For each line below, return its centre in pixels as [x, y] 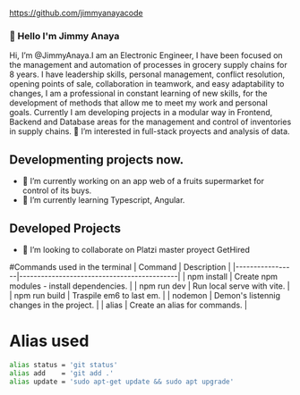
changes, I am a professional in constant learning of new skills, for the [138, 94]
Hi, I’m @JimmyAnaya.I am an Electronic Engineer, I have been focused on [146, 55]
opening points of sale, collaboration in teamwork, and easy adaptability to [147, 84]
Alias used [49, 341]
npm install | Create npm [233, 276]
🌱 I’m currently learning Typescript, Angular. [103, 200]
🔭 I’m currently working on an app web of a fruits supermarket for [143, 181]
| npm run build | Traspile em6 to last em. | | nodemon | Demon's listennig [145, 295]
